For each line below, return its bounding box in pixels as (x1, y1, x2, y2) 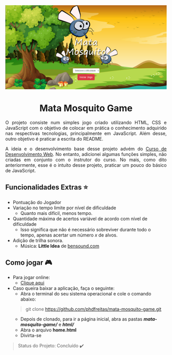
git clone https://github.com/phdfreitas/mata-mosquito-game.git (25, 306, 162, 312)
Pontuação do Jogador (12, 199, 61, 205)
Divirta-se (20, 332, 42, 339)
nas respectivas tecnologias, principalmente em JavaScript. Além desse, (5, 130, 167, 136)
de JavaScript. (5, 167, 36, 173)
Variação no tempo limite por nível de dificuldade (12, 205, 116, 211)
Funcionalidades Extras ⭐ (5, 183, 89, 192)
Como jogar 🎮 (5, 258, 52, 267)
